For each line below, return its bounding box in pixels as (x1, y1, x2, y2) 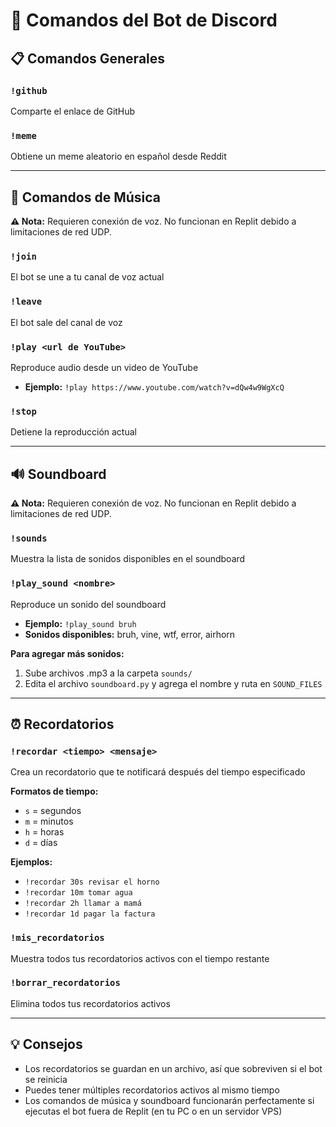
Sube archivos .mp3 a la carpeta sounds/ (24, 667, 193, 679)
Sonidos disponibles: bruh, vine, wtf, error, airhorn (24, 628, 236, 640)
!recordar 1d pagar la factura (24, 909, 156, 919)
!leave (10, 296, 43, 308)
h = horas (24, 826, 65, 838)
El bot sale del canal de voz (10, 316, 123, 328)
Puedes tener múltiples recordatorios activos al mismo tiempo (24, 1084, 280, 1096)
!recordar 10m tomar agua (24, 888, 133, 898)
